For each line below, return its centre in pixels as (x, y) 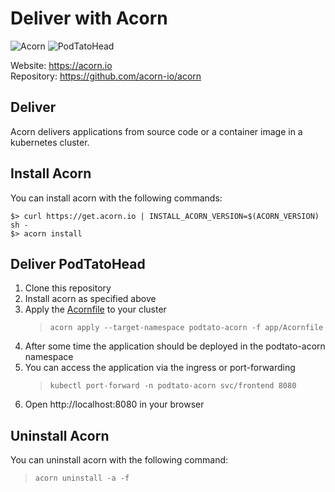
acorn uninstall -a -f (82, 478)
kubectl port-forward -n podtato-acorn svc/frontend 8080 (173, 386)
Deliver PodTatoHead (78, 263)
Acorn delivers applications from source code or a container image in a (156, 131)
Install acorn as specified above (90, 299)
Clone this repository (68, 288)
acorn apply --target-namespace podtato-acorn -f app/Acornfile (186, 328)
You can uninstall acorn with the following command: (119, 460)
